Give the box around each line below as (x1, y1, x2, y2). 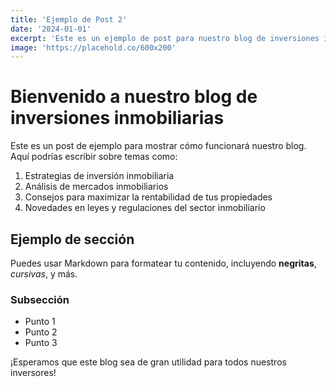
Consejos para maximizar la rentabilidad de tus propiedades (24, 191, 273, 203)
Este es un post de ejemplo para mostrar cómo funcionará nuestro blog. (10, 140, 307, 152)
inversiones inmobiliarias (10, 107, 225, 130)
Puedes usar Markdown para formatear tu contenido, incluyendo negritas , (10, 257, 317, 269)
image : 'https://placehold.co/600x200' (10, 42, 177, 53)
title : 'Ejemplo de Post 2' (10, 14, 128, 25)
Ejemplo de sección (10, 231, 135, 248)
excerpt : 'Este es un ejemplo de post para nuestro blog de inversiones (10, 33, 320, 43)
